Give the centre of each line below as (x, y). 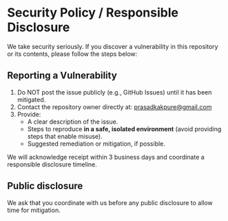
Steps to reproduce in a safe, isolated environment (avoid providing (124, 128)
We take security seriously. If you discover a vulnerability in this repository (113, 46)
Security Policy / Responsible (93, 13)
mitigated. (31, 99)
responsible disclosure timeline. (52, 164)
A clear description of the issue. (73, 122)
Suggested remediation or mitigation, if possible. (96, 144)
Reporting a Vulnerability (62, 76)
